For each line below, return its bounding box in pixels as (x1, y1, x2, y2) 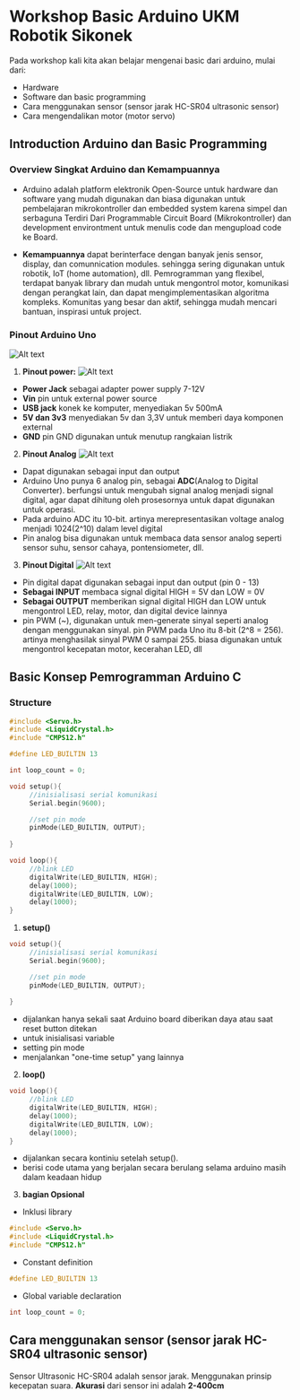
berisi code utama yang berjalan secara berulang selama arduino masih (21, 1162, 287, 1173)
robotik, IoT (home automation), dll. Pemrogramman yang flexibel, (21, 267, 265, 279)
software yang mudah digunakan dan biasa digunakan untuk (21, 193, 246, 204)
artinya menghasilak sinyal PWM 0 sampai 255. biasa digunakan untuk (21, 634, 282, 645)
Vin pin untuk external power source (21, 393, 158, 404)
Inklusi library (21, 1206, 73, 1217)
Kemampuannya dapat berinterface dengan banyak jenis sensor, (21, 248, 264, 259)
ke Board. (21, 231, 58, 242)
